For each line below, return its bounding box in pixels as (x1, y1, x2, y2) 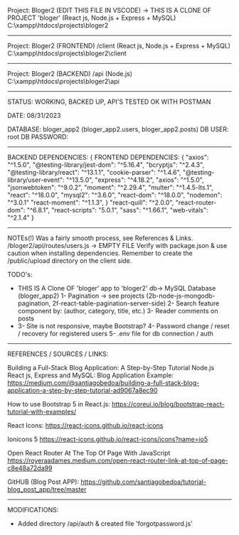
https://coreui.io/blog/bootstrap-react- (111, 400, 225, 408)
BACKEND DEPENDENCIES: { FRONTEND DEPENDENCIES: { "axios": (7, 153, 209, 161)
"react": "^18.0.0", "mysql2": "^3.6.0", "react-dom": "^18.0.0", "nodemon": (7, 191, 223, 199)
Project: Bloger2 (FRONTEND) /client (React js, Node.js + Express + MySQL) (7, 42, 231, 50)
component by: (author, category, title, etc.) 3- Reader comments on (17, 307, 218, 315)
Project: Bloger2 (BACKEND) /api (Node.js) (7, 70, 133, 77)
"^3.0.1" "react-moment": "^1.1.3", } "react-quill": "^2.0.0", (7, 198, 174, 207)
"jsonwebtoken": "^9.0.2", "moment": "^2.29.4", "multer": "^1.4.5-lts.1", (7, 183, 213, 191)
